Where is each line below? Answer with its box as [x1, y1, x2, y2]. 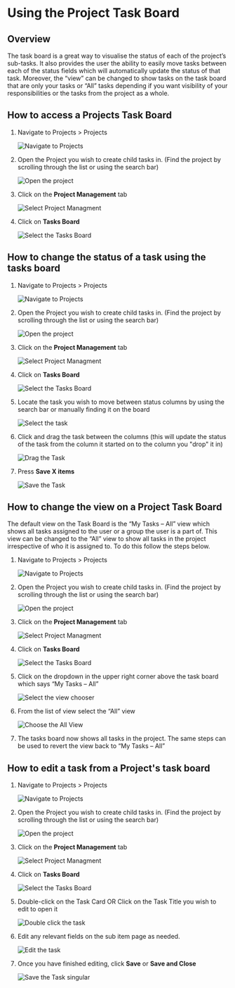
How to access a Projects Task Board [7, 109, 172, 121]
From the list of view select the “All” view [17, 707, 135, 716]
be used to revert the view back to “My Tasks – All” [17, 742, 166, 750]
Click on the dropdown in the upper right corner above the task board [17, 672, 219, 680]
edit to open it [17, 905, 58, 913]
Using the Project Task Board [7, 5, 180, 21]
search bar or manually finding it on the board [17, 405, 150, 413]
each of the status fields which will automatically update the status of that [7, 67, 221, 75]
